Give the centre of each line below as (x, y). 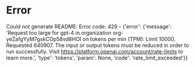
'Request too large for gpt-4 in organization (59, 32)
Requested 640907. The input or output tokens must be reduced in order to (97, 45)
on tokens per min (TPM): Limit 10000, (129, 39)
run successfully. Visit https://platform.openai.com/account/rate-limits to (95, 51)
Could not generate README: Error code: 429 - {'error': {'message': (89, 26)
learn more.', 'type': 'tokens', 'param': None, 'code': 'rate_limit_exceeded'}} (97, 58)
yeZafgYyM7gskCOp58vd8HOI (44, 39)
